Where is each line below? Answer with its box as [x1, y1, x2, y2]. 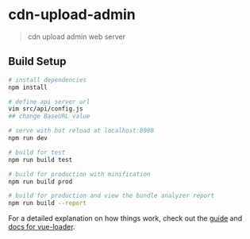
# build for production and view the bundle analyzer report [8, 192, 215, 200]
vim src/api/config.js [8, 105, 83, 113]
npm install [8, 83, 48, 91]
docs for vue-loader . [8, 222, 75, 232]
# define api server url [8, 98, 90, 106]
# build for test [8, 148, 66, 156]
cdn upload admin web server [27, 32, 125, 41]
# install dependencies [8, 75, 87, 84]
